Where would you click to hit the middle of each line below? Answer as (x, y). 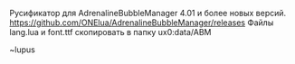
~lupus (23, 50)
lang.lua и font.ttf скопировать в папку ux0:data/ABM (110, 32)
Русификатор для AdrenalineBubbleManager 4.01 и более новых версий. (148, 13)
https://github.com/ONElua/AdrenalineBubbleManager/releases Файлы (142, 23)
